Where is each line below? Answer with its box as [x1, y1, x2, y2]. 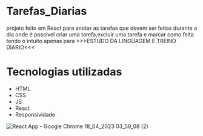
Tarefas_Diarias [6, 4, 87, 18]
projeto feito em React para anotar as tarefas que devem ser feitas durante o [6, 24, 198, 32]
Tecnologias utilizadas [6, 65, 122, 79]
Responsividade [15, 110, 56, 118]
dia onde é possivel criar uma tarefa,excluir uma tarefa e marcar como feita [6, 30, 194, 38]
